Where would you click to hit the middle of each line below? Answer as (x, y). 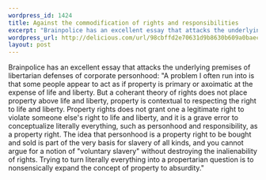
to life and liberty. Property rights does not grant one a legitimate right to (126, 109)
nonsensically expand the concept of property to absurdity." (106, 168)
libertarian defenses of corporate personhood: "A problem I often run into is (131, 76)
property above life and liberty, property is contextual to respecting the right (133, 101)
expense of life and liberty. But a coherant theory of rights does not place (128, 92)
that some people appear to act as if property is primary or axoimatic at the (131, 84)
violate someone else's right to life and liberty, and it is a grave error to (123, 118)
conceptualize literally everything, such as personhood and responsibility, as (133, 126)
